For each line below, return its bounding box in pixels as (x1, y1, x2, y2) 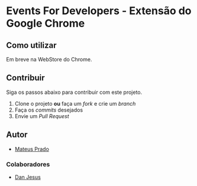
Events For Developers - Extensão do (6, 4, 192, 18)
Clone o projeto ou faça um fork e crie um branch (14, 100, 136, 107)
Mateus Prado (14, 145, 49, 152)
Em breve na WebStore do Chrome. (6, 56, 92, 63)
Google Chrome (6, 17, 85, 30)
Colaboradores (6, 160, 50, 168)
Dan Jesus (14, 173, 41, 181)
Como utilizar (6, 40, 57, 50)
